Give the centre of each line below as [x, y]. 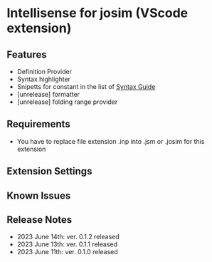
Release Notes [39, 220]
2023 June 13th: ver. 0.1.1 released [67, 244]
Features [27, 54]
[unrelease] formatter [48, 94]
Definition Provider [44, 72]
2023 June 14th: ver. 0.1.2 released [68, 237]
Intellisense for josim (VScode [97, 13]
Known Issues [39, 195]
